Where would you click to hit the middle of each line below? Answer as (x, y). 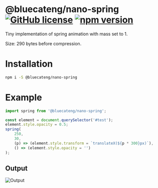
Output (16, 168)
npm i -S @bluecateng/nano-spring (41, 77)
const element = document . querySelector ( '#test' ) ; (59, 120)
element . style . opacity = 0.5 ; (37, 125)
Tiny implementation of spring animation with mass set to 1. (66, 34)
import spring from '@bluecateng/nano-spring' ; (56, 111)
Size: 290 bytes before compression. (43, 43)
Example (24, 97)
